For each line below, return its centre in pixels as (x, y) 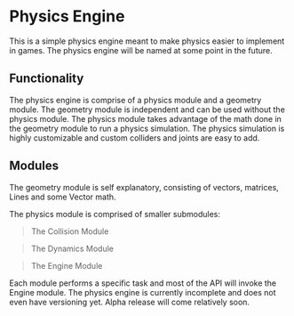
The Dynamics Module (72, 248)
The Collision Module (70, 231)
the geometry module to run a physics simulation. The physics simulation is (147, 128)
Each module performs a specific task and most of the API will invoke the (143, 283)
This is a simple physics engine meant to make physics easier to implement (147, 41)
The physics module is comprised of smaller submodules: (115, 214)
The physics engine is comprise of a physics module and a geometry (135, 100)
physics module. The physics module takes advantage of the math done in (146, 118)
